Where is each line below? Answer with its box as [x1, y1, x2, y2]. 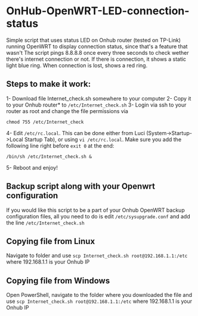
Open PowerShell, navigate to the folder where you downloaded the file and [6, 292, 193, 299]
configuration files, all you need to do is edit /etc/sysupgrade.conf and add [6, 212, 191, 220]
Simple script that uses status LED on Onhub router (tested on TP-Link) [6, 36, 181, 43]
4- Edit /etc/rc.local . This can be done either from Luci [6, 129, 145, 136]
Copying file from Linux [6, 236, 95, 246]
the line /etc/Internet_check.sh [6, 219, 85, 226]
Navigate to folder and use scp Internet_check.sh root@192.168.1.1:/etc [6, 252, 188, 259]
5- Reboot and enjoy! [6, 164, 58, 171]
